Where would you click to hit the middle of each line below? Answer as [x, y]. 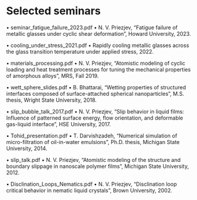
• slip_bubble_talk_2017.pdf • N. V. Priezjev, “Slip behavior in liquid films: [95, 111]
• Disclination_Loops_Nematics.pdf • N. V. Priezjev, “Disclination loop [92, 184]
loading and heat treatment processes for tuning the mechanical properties [98, 69]
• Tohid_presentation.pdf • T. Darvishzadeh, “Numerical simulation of [92, 136]
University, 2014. [27, 148]
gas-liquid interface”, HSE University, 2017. [59, 124]
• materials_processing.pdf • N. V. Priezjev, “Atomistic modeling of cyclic [96, 63]
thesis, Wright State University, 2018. [52, 100]
